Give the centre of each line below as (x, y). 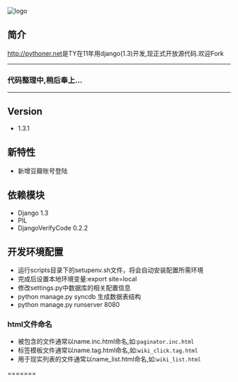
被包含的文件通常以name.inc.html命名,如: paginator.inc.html (106, 341)
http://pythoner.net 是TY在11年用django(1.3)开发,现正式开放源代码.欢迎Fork (116, 53)
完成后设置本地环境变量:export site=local (77, 279)
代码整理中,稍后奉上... (45, 80)
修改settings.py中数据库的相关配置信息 (74, 288)
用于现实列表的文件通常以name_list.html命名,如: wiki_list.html (109, 359)
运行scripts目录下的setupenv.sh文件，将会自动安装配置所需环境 (110, 270)
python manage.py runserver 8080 (69, 305)
